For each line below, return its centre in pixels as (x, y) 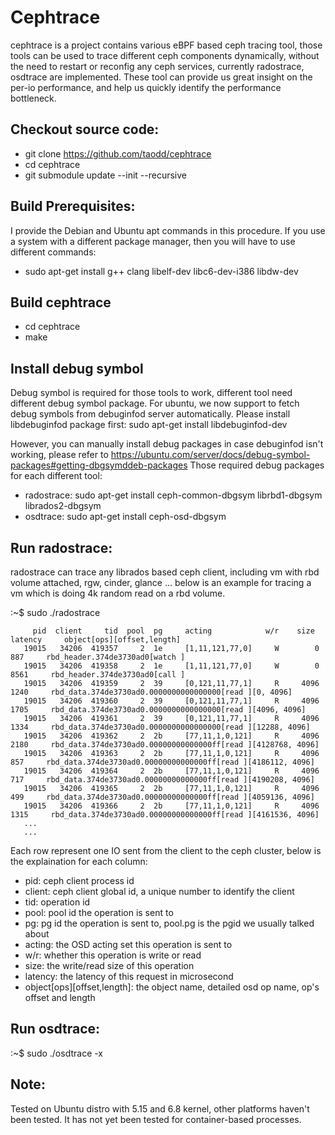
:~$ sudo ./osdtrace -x (57, 1053)
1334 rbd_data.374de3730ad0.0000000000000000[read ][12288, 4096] (160, 727)
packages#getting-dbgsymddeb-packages (99, 465)
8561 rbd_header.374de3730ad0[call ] (98, 675)
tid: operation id (57, 902)
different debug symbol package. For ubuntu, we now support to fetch (155, 403)
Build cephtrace (61, 302)
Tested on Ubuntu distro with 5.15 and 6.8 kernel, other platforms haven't (160, 1108)
